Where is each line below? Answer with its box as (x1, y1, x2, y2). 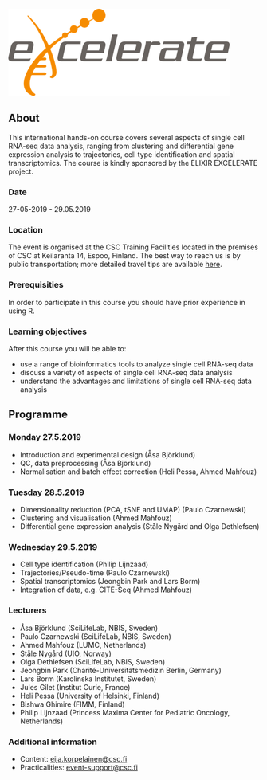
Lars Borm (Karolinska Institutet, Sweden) (19, 674, 157, 684)
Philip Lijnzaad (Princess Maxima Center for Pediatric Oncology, (19, 707, 230, 717)
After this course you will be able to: (8, 344, 127, 353)
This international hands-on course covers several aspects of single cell (8, 132, 245, 142)
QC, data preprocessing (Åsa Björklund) (19, 458, 151, 468)
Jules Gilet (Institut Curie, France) (19, 682, 131, 692)
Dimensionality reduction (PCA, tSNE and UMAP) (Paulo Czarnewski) (19, 504, 247, 514)
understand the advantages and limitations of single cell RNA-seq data (19, 376, 253, 386)
